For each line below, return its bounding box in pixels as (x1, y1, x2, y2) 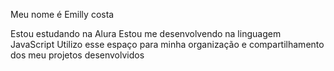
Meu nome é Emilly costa (10, 9, 115, 20)
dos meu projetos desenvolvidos (10, 49, 145, 61)
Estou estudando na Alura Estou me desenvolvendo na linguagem (10, 28, 282, 39)
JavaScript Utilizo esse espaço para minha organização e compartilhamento (10, 39, 325, 50)
